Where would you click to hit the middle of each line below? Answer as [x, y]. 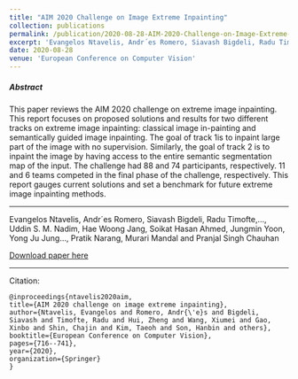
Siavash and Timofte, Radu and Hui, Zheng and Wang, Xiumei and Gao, [141, 320]
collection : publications [57, 26]
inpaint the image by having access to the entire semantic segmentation [141, 156]
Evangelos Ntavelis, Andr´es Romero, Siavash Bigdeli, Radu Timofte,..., [138, 219]
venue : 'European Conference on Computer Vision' [103, 58]
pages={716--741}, [43, 343]
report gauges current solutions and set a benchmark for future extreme [141, 184]
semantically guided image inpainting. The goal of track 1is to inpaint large [145, 137]
